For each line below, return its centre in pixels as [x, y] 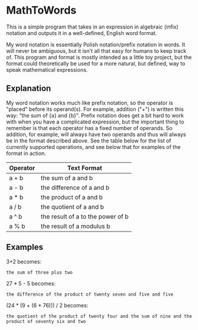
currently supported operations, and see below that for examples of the [93, 147]
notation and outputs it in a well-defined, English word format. [82, 33]
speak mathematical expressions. [47, 69]
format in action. [26, 153]
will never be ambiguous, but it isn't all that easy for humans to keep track [96, 50]
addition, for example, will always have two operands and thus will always [96, 134]
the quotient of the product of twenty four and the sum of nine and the [99, 316]
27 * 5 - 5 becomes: [31, 283]
